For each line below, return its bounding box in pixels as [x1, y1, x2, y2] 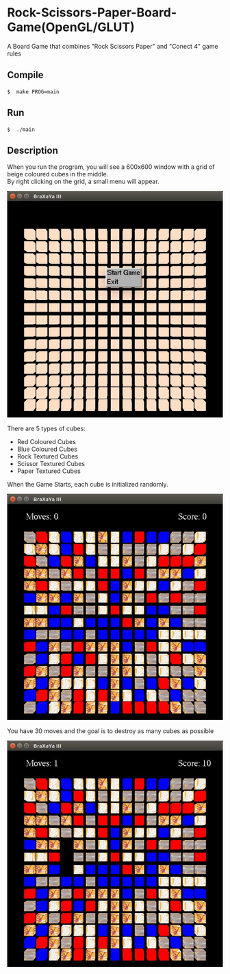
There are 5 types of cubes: [7, 424, 86, 432]
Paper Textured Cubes [16, 467, 81, 475]
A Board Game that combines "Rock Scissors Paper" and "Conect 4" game [7, 42, 218, 50]
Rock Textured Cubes [16, 452, 79, 461]
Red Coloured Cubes [16, 437, 77, 445]
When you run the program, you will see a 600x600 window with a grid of [7, 163, 215, 171]
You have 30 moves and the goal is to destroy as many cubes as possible [7, 727, 214, 735]
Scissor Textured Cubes [16, 459, 86, 467]
